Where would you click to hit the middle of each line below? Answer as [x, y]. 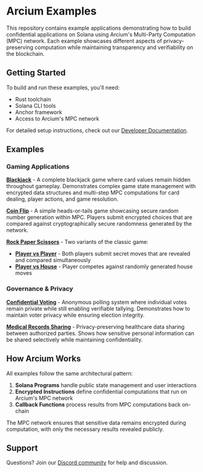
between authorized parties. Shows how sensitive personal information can [101, 333]
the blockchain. [25, 53]
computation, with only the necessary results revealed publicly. [85, 429]
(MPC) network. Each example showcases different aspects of [84, 41]
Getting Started [36, 73]
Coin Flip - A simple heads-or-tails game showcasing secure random [92, 211]
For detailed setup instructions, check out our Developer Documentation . [97, 130]
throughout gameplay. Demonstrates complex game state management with [101, 186]
